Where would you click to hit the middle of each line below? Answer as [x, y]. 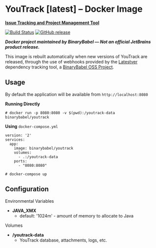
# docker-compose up [26, 174]
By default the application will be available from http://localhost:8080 [77, 94]
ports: [21, 161]
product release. [23, 47]
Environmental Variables [29, 201]
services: [15, 139]
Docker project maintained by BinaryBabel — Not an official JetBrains [78, 42]
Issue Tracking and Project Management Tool [52, 23]
